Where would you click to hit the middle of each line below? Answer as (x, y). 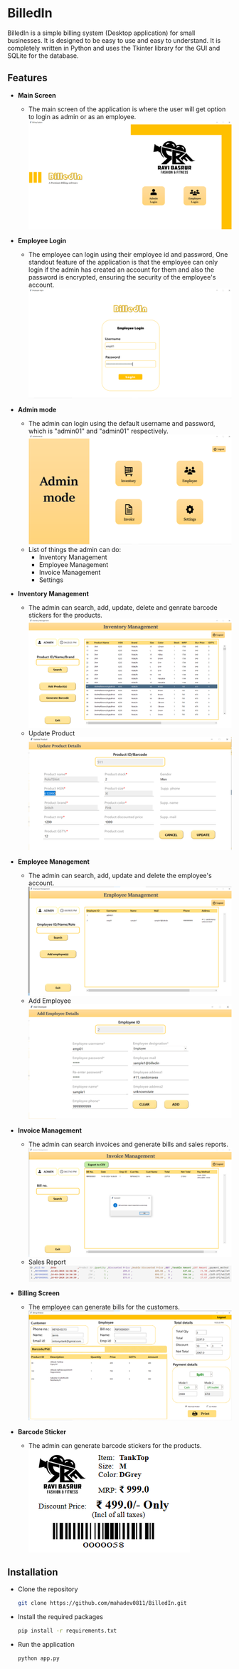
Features (27, 78)
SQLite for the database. (43, 56)
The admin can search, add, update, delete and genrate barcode (123, 608)
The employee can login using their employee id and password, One (128, 255)
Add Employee (50, 1001)
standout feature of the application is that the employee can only (123, 262)
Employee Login (42, 241)
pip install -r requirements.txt (67, 1631)
